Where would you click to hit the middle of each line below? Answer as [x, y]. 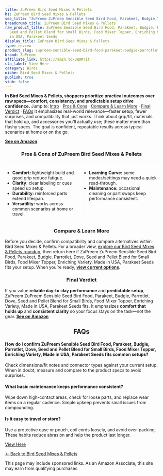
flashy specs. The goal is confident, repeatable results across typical [74, 126]
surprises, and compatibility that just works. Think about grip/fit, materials [79, 116]
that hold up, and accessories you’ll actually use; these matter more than [78, 122]
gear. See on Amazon [27, 316]
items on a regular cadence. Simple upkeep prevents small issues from [76, 403]
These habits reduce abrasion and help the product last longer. [68, 435]
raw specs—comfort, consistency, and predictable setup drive [69, 101]
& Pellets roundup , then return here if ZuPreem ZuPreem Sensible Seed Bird [81, 252]
